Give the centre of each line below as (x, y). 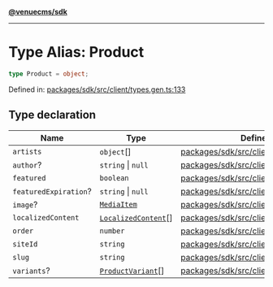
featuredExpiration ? (52, 191)
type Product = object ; (49, 74)
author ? (27, 164)
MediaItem (119, 204)
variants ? (31, 270)
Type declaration (52, 115)
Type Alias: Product (76, 52)
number (112, 230)
